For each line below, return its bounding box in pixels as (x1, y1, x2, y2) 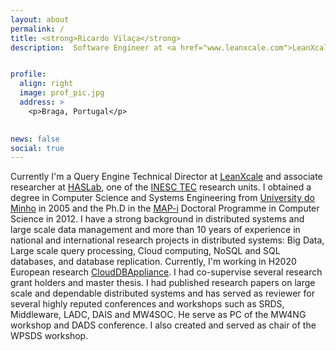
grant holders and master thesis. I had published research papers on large (10, 277, 316, 289)
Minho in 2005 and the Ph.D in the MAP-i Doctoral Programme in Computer (10, 202, 320, 215)
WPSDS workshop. (10, 330, 89, 342)
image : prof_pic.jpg (19, 88, 105, 98)
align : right (19, 79, 74, 89)
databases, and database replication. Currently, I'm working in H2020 (10, 256, 297, 268)
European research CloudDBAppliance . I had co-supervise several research (10, 266, 323, 278)
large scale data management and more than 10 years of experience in (10, 224, 301, 236)
